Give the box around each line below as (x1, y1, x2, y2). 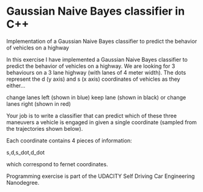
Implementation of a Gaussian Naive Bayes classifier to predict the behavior (6, 37, 197, 45)
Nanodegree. (6, 179, 40, 186)
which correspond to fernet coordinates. (6, 160, 108, 168)
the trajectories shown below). (6, 125, 83, 132)
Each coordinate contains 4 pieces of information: (6, 136, 133, 144)
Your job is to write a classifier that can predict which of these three (6, 112, 177, 119)
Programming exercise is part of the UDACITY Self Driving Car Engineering (6, 172, 195, 180)
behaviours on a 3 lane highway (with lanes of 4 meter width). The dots (6, 68, 186, 76)
